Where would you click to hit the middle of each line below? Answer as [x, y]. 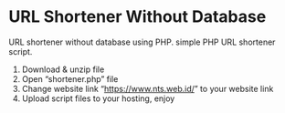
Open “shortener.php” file [70, 78]
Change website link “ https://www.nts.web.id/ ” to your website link [148, 88]
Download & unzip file [63, 69]
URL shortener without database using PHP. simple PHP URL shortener [142, 42]
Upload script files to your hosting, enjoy [98, 98]
